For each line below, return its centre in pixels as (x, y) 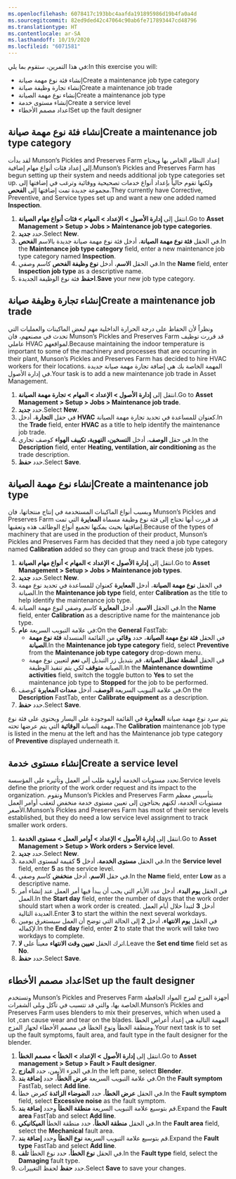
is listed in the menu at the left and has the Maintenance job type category (116, 733)
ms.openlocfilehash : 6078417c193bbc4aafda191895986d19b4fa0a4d (103, 14)
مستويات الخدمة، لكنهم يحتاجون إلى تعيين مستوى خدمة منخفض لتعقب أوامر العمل (115, 802)
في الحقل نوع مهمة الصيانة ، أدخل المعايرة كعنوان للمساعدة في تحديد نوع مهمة (120, 586)
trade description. (44, 454)
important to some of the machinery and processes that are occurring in (112, 351)
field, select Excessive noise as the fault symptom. (92, 1101)
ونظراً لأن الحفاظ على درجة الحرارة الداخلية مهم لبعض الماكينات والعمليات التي (111, 329)
